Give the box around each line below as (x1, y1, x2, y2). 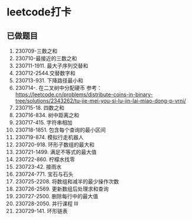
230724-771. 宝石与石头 (15, 170, 74, 178)
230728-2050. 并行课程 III (15, 200, 78, 207)
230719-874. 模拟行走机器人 (15, 134, 84, 140)
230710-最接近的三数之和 (15, 55, 77, 62)
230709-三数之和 (15, 48, 58, 54)
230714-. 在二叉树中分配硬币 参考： (15, 84, 102, 91)
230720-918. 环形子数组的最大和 (15, 141, 95, 148)
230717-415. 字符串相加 (15, 119, 72, 126)
